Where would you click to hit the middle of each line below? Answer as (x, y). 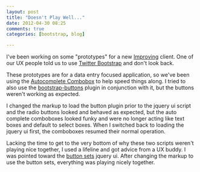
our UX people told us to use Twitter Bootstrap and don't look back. (90, 63)
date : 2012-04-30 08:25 (36, 23)
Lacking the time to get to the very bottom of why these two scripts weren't (100, 143)
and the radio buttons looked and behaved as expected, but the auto (92, 112)
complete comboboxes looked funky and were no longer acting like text (95, 119)
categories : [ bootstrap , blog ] (46, 34)
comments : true (25, 29)
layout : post (23, 12)
